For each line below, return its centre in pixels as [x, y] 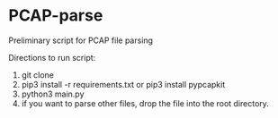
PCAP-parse [56, 16]
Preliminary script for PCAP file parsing [81, 40]
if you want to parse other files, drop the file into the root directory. [145, 103]
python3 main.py [53, 94]
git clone [38, 75]
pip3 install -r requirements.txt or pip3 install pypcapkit [123, 84]
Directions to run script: [52, 57]
